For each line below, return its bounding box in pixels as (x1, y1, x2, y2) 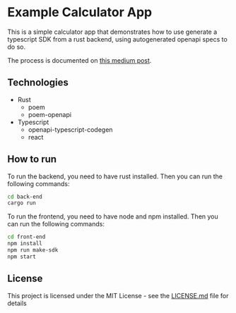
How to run (7, 153, 57, 166)
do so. (7, 42, 26, 51)
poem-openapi (28, 110, 72, 118)
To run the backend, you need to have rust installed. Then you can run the (7, 172, 223, 180)
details (7, 299, 27, 307)
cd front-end (7, 233, 46, 240)
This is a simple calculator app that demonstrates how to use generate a (7, 27, 218, 36)
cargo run (7, 200, 37, 207)
